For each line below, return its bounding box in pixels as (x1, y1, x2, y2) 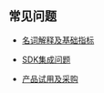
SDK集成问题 (21, 54, 71, 65)
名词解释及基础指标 (21, 35, 95, 46)
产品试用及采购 (21, 73, 78, 84)
